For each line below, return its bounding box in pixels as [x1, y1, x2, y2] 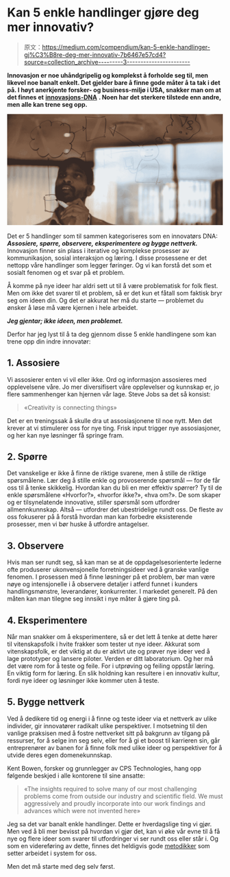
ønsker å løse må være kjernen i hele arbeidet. [7, 303, 138, 311]
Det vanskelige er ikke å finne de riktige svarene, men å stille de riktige [7, 469, 207, 477]
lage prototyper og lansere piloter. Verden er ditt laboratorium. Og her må [7, 655, 214, 663]
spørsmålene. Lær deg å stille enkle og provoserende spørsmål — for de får [7, 477, 220, 485]
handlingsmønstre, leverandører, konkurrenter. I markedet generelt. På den [7, 588, 218, 596]
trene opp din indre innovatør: [7, 337, 91, 346]
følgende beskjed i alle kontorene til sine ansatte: [7, 771, 145, 780]
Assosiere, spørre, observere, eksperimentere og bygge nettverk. [7, 239, 199, 248]
